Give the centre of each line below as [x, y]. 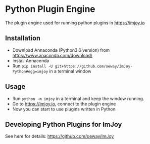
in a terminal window [70, 71]
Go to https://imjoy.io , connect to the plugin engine [64, 104]
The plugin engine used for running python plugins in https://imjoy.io [75, 23]
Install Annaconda [31, 61]
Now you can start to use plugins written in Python [64, 109]
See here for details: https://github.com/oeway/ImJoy [60, 136]
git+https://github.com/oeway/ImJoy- [94, 66]
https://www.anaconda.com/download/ [52, 55]
